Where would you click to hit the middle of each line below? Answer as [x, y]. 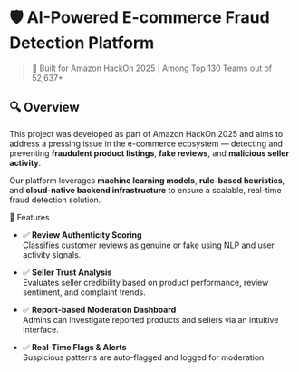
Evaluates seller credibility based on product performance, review [145, 282]
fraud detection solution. [55, 200]
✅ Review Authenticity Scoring [82, 235]
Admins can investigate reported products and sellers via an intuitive [150, 319]
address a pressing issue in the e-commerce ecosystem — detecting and [146, 143]
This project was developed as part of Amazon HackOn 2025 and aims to [146, 133]
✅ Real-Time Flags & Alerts [74, 347]
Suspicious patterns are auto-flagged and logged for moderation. [145, 357]
